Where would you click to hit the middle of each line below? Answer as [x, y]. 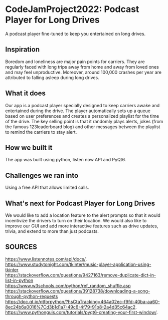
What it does [26, 93]
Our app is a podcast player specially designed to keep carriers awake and [82, 105]
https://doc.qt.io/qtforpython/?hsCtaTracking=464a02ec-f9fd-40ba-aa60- [82, 301]
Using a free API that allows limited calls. [47, 188]
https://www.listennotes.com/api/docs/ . [46, 259]
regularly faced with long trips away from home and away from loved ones [82, 67]
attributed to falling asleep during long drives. [52, 77]
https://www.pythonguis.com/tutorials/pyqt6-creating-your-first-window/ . [81, 312]
